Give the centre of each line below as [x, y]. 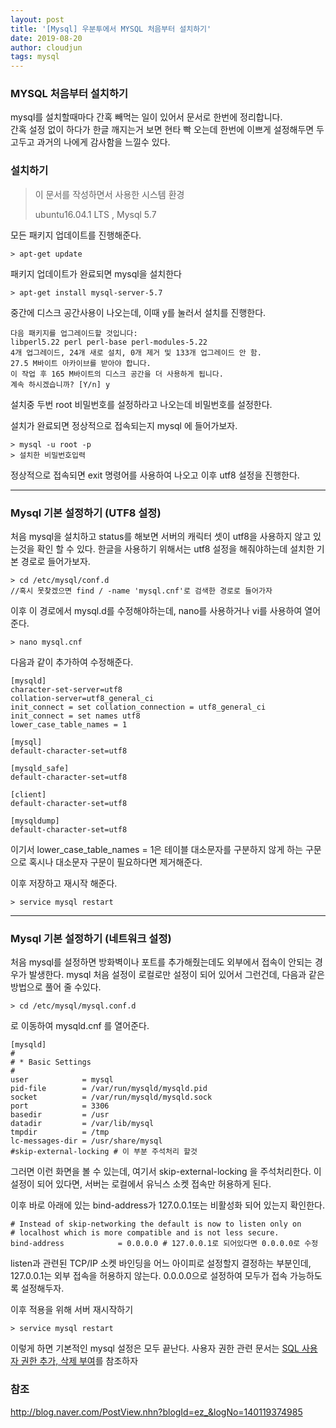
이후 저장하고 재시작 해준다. [64, 883]
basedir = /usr [60, 1115]
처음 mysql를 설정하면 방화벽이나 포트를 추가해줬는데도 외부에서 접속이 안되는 [161, 962]
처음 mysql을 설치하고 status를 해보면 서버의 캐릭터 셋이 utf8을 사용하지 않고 [161, 537]
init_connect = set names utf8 [75, 716]
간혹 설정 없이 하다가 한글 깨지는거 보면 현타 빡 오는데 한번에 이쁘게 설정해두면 [162, 130]
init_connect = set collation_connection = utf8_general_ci [138, 707]
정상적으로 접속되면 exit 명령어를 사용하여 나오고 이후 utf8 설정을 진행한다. [155, 475]
